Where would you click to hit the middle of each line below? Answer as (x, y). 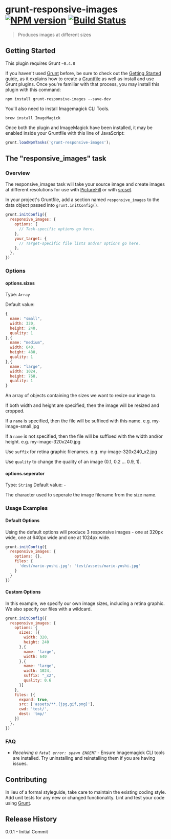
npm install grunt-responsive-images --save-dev (58, 99)
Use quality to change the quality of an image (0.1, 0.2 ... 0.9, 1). (73, 462)
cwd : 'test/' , (34, 709)
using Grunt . (18, 803)
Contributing (26, 780)
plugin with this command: (33, 90)
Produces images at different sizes (54, 34)
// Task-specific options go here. (57, 229)
